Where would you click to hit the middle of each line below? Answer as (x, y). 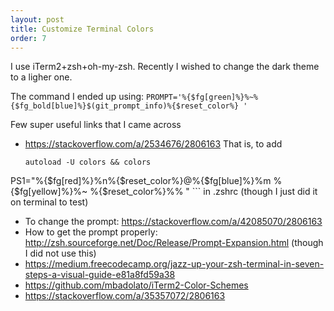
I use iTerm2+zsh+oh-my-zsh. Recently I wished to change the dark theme (165, 67)
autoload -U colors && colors (88, 162)
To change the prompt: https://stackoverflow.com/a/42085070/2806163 (173, 222)
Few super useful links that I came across (96, 125)
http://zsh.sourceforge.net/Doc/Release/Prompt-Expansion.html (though (174, 243)
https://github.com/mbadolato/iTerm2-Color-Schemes (136, 285)
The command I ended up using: (77, 97)
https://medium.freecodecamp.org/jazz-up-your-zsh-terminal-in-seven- (174, 264)
